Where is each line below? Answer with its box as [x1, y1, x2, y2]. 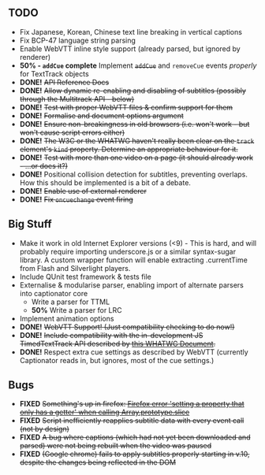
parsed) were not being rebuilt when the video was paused [19, 441, 211, 451]
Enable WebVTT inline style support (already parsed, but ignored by [19, 43, 241, 54]
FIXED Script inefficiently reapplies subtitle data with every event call [19, 416, 244, 425]
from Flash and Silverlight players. [19, 263, 131, 273]
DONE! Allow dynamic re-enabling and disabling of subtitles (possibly [19, 86, 247, 95]
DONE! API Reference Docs [19, 77, 110, 87]
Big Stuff [8, 217, 53, 231]
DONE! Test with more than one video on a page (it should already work [19, 153, 254, 162]
